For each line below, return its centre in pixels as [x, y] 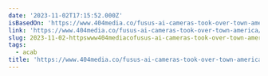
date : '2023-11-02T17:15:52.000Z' [66, 15]
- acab [26, 52]
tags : [17, 45]
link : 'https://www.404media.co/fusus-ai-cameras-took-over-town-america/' [137, 30]
